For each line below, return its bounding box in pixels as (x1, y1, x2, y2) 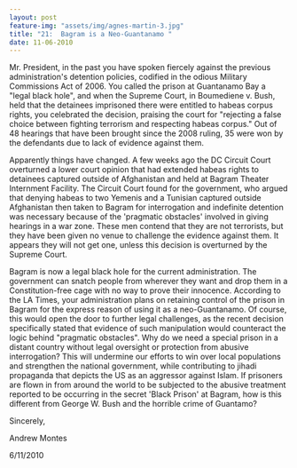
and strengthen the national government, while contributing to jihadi (9, 361, 257, 371)
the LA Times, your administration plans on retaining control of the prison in (9, 295, 285, 305)
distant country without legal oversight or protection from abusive (9, 342, 249, 353)
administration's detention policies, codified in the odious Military (9, 72, 248, 83)
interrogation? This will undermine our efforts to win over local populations (9, 352, 281, 362)
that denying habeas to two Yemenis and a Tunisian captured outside (9, 193, 262, 203)
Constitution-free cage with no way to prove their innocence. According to (9, 285, 281, 296)
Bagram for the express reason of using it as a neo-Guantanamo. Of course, (9, 304, 287, 315)
